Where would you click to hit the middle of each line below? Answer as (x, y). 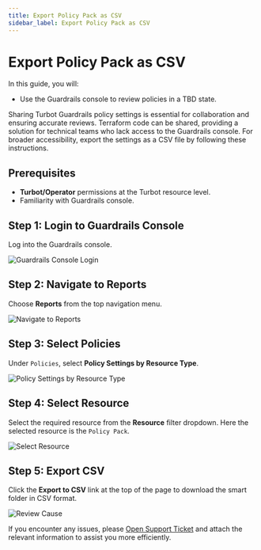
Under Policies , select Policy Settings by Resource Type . (104, 363)
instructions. (28, 148)
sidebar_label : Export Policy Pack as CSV (79, 23)
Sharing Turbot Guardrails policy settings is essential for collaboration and (129, 115)
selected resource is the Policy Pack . (69, 431)
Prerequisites (42, 173)
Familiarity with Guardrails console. (77, 201)
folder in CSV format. (43, 499)
